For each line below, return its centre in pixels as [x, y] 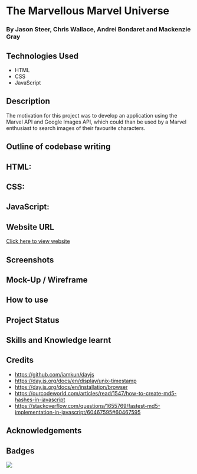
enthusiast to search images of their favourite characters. [76, 128]
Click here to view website [38, 241]
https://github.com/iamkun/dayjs [54, 374]
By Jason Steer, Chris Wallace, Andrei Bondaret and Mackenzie [98, 30]
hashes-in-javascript [40, 400]
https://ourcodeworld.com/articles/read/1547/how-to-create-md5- [96, 393]
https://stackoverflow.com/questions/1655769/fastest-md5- [87, 405]
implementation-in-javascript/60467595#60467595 [78, 412]
